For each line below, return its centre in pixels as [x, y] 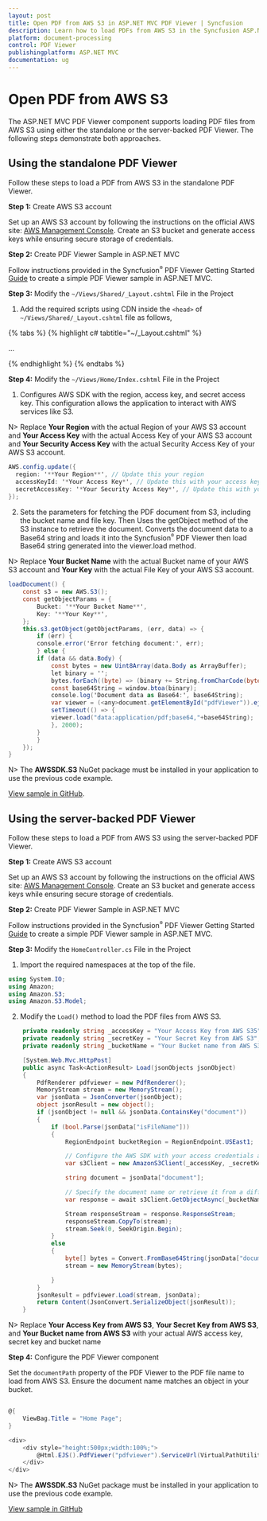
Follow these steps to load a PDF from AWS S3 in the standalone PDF [122, 182]
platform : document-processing [60, 38]
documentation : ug [39, 60]
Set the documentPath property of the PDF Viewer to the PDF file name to [126, 1373]
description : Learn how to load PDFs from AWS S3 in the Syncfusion [124, 30]
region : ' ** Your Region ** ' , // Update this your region [110, 474]
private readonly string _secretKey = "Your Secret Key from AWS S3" [140, 1039]
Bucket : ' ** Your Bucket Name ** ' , [92, 606]
